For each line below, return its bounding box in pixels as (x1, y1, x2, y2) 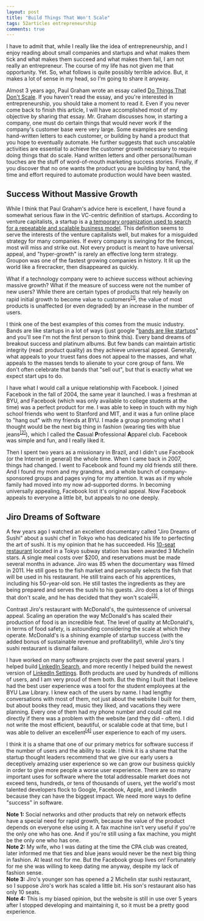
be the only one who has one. (6, 836, 81, 844)
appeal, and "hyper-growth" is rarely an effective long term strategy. (6, 251, 178, 258)
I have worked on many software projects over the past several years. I (6, 656, 185, 664)
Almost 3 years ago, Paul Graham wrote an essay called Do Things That (6, 87, 187, 95)
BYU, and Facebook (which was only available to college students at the (6, 397, 188, 404)
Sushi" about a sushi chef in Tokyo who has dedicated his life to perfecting (6, 534, 194, 542)
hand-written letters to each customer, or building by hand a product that (6, 132, 190, 140)
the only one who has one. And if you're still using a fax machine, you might (6, 830, 197, 837)
